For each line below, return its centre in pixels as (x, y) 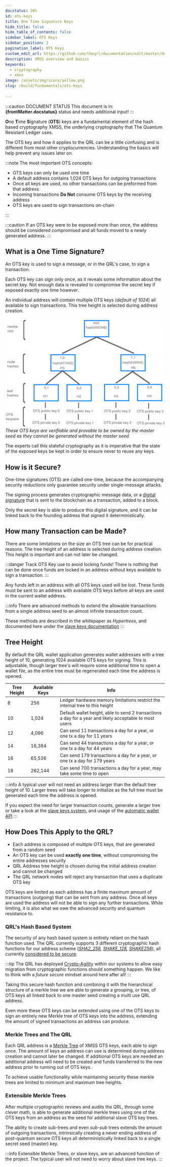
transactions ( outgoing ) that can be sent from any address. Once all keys (81, 897)
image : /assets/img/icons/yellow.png (45, 81)
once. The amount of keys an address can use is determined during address (85, 1051)
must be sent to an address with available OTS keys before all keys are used (85, 590)
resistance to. (19, 913)
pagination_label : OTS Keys (35, 48)
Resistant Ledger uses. (29, 132)
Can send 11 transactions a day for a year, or (107, 730)
